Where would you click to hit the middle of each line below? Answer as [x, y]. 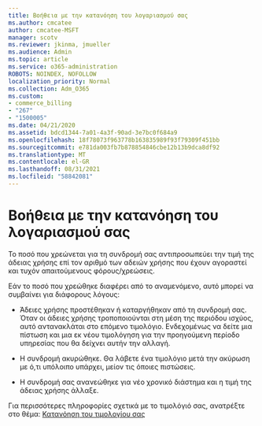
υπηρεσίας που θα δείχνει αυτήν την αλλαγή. [95, 343]
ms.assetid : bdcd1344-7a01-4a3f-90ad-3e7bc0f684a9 [93, 132]
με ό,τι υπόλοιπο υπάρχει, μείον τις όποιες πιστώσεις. [107, 366]
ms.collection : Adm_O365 [49, 89]
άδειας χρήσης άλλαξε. [59, 390]
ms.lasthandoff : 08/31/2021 [54, 169]
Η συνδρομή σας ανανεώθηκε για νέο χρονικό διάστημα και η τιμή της [135, 382]
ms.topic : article [38, 60]
